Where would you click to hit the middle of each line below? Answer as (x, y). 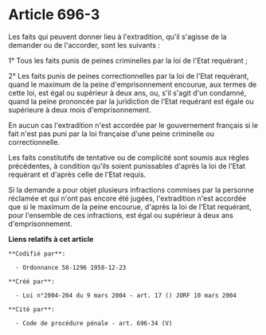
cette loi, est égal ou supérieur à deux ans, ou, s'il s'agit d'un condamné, (127, 92)
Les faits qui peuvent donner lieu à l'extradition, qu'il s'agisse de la (117, 37)
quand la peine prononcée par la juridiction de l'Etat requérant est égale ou (131, 101)
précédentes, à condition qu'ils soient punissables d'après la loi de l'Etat (127, 166)
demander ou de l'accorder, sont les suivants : (84, 45)
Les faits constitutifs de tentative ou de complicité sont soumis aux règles (129, 158)
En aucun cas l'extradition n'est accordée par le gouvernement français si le (133, 125)
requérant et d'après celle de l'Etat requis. (77, 174)
